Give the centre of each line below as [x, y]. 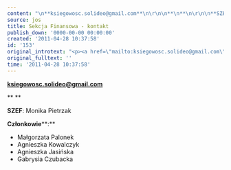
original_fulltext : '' [40, 58]
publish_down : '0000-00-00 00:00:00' [61, 33]
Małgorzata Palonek [45, 137]
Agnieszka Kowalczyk [48, 144]
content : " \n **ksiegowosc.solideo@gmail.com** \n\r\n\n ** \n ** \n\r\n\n [109, 13]
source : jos [24, 20]
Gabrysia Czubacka [45, 159]
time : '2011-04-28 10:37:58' [49, 64]
